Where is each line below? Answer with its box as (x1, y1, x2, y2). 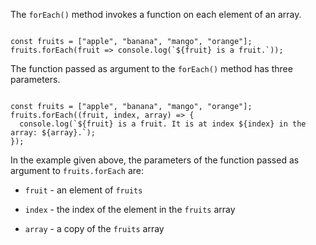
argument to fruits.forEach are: (10, 165, 145, 176)
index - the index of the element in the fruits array (24, 204, 236, 215)
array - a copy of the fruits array (24, 223, 165, 234)
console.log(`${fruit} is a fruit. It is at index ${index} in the (19, 119, 307, 129)
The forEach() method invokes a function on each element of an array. (10, 9, 302, 20)
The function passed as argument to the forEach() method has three (10, 63, 293, 74)
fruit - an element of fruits (24, 184, 143, 196)
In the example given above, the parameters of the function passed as (10, 154, 300, 166)
